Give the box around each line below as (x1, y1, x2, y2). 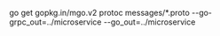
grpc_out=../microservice (9, 17, 102, 27)
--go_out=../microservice (103, 17, 196, 27)
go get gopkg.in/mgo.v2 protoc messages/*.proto (9, 8, 191, 18)
